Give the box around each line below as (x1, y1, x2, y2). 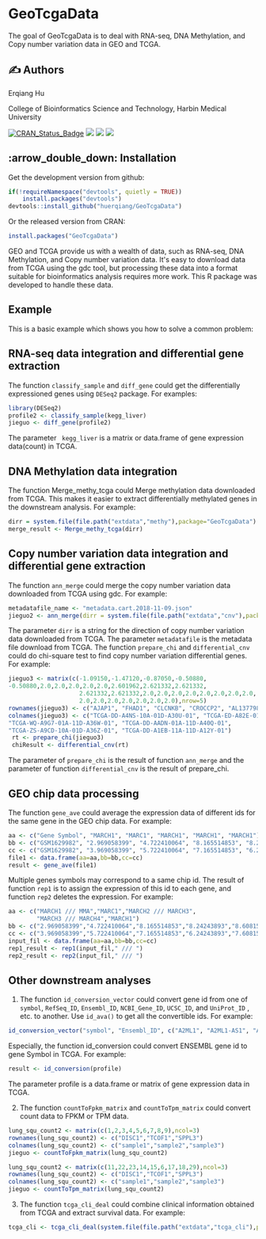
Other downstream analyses (8, 974, 152, 987)
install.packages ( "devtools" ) (22, 195, 123, 203)
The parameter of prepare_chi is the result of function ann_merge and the (8, 756, 245, 765)
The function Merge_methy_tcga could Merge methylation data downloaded (8, 486, 256, 495)
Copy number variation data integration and (8, 547, 229, 561)
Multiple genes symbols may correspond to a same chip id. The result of (8, 875, 245, 885)
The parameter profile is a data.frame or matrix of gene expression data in (8, 1079, 250, 1089)
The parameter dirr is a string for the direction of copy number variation (8, 626, 245, 635)
